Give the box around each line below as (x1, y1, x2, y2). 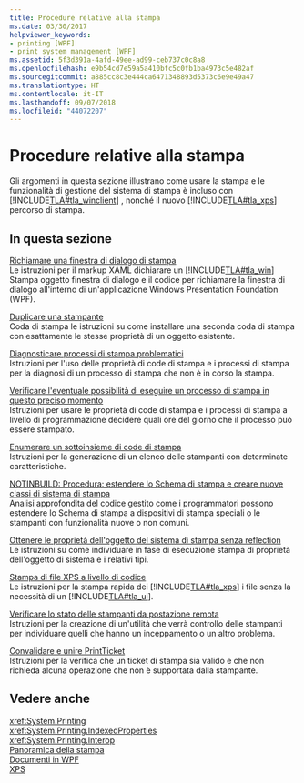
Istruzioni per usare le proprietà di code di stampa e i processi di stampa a (9, 405, 289, 415)
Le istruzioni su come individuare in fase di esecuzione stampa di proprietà (9, 545, 291, 555)
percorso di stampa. (9, 205, 85, 216)
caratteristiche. (9, 461, 66, 471)
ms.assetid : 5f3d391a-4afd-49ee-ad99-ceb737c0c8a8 (9, 55, 206, 65)
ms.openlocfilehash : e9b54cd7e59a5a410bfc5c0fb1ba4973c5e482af (9, 65, 255, 74)
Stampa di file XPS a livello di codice (9, 572, 147, 582)
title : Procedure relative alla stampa (9, 13, 161, 23)
